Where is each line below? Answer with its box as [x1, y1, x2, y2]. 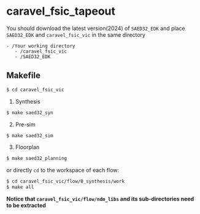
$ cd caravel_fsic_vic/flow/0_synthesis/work [6, 178, 125, 185]
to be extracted [6, 202, 46, 209]
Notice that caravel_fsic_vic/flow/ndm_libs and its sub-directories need [6, 195, 194, 202]
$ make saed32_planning [6, 155, 67, 162]
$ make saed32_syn [6, 109, 53, 116]
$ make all [6, 184, 34, 191]
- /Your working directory [6, 43, 75, 49]
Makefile [6, 71, 41, 81]
